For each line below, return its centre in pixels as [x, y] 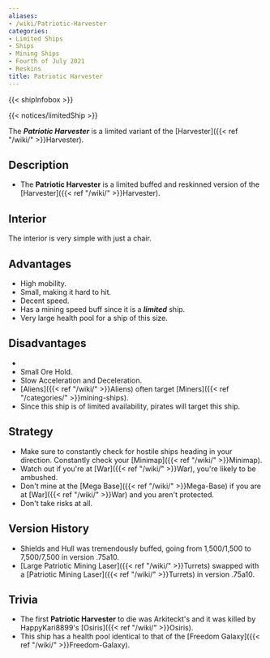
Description [39, 165]
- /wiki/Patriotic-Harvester [58, 24]
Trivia [23, 599]
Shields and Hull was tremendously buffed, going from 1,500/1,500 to [135, 548]
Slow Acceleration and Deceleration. [81, 380]
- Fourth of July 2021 [47, 62]
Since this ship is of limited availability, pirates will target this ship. [130, 406]
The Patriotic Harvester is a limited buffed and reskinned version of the [140, 184]
